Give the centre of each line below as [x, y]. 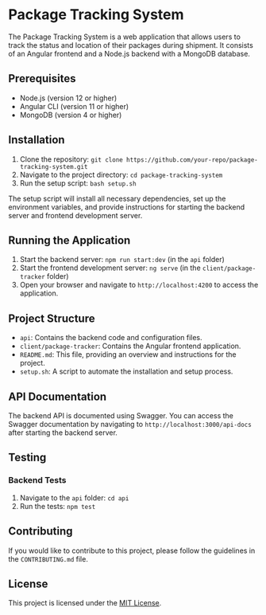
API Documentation [58, 396]
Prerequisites [42, 78]
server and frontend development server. [75, 215]
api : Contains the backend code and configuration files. [111, 338]
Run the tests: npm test [58, 506]
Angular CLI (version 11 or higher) [74, 106]
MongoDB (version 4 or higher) [71, 115]
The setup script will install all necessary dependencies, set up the [117, 198]
